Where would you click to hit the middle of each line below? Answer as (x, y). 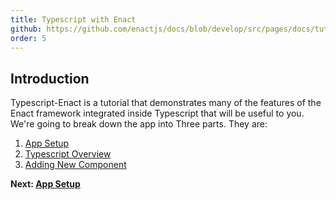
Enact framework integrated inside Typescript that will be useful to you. (157, 113)
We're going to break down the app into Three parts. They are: (139, 124)
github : (26, 29)
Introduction (50, 78)
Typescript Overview (68, 154)
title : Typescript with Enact (73, 19)
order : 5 (28, 38)
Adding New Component (75, 165)
